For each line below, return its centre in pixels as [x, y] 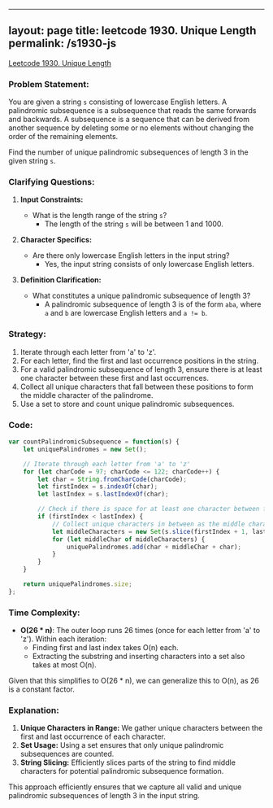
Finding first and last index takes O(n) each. [105, 648]
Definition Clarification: [61, 280]
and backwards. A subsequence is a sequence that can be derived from [129, 120]
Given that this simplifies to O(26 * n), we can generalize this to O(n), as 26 [134, 681]
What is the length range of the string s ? [100, 216]
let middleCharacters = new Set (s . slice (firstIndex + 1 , [150, 531]
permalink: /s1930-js [63, 44]
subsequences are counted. [67, 754]
